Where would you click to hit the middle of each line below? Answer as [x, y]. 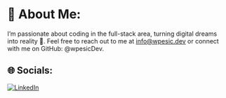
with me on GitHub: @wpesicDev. [56, 48]
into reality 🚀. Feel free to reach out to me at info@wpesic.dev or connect [113, 41]
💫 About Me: [44, 14]
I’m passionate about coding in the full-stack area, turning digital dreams [112, 34]
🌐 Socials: [30, 70]
